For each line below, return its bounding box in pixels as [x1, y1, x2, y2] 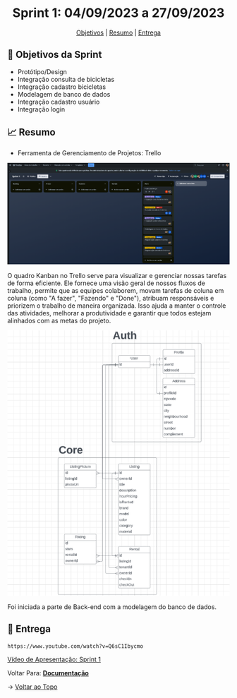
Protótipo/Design [17, 67, 67, 76]
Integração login [17, 104, 66, 114]
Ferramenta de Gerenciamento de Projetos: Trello [17, 148, 162, 157]
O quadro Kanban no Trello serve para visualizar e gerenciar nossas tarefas [7, 271, 227, 279]
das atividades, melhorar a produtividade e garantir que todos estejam [7, 308, 212, 317]
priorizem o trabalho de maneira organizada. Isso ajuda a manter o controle [7, 301, 226, 310]
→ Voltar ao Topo [7, 682, 58, 691]
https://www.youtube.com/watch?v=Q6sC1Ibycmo [7, 642, 143, 650]
